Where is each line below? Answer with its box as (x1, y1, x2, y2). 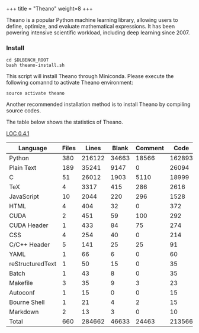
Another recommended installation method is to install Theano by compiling (6, 101, 191, 108)
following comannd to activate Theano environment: (6, 79, 133, 86)
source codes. (6, 107, 41, 114)
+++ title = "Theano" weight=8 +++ (6, 5, 93, 12)
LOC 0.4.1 (6, 130, 30, 137)
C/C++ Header (9, 241, 50, 249)
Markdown (9, 308, 39, 316)
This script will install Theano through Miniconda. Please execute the (6, 73, 174, 80)
